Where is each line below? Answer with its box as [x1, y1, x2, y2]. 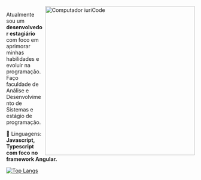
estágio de [6, 113, 33, 119]
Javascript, [6, 136, 35, 144]
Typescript [6, 143, 34, 150]
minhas [6, 49, 25, 56]
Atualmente [6, 11, 35, 18]
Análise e [6, 87, 29, 94]
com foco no [6, 149, 38, 156]
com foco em [6, 36, 39, 44]
